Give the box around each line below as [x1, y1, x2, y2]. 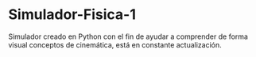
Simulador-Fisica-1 [8, 6, 137, 24]
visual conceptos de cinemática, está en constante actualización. [8, 40, 223, 49]
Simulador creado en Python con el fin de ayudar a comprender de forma [8, 32, 249, 41]
